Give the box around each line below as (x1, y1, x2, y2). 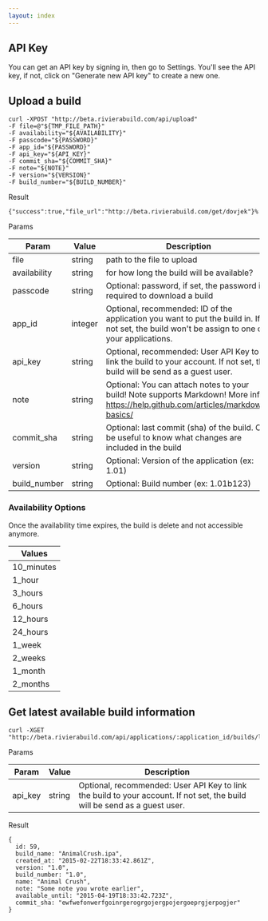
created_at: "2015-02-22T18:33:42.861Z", (15, 857, 156, 865)
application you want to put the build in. (105, 313, 254, 325)
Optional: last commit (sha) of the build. (105, 422, 254, 433)
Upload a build (8, 94, 81, 108)
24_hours (12, 626, 49, 637)
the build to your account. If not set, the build (78, 790, 246, 801)
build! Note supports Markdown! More (105, 389, 249, 401)
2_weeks (12, 652, 46, 664)
